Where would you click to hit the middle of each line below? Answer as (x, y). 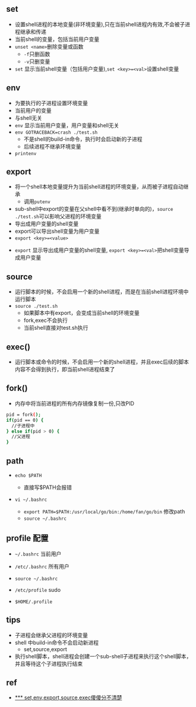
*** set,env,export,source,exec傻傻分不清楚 (68, 697)
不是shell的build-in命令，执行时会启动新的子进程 (83, 139)
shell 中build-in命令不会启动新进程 (57, 642)
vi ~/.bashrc (31, 500)
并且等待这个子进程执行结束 (49, 664)
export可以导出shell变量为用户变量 (57, 231)
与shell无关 (29, 118)
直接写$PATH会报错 (48, 487)
